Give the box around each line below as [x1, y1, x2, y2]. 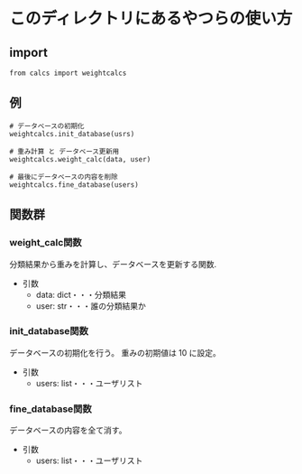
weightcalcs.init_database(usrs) [9, 129, 135, 138]
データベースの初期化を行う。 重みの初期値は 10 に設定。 [9, 347, 221, 358]
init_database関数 [9, 325, 88, 338]
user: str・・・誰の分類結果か [35, 300, 146, 311]
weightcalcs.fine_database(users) [9, 180, 140, 190]
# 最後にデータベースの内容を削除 [9, 172, 119, 181]
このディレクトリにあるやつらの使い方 [9, 8, 293, 29]
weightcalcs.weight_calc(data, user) [9, 154, 151, 163]
